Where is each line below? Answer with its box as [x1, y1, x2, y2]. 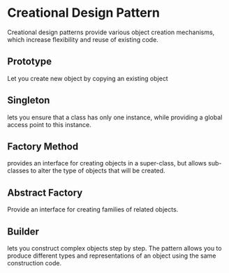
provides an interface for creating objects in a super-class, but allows [7, 159, 207, 168]
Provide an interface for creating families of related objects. [7, 205, 179, 214]
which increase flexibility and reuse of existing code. [7, 35, 158, 43]
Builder [7, 226, 40, 237]
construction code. [7, 259, 61, 267]
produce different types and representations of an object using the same [7, 251, 216, 260]
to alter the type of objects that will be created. [30, 166, 165, 175]
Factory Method [7, 140, 79, 152]
